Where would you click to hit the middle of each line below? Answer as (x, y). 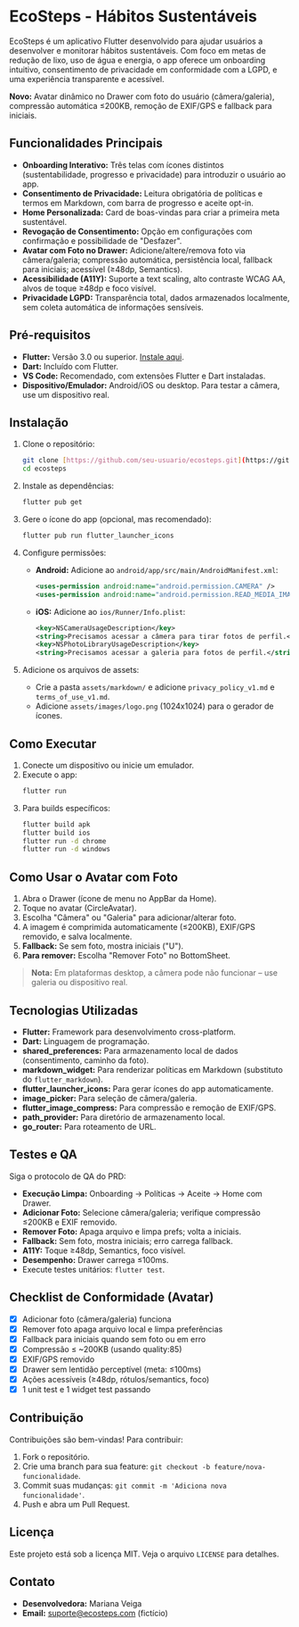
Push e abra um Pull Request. (76, 1504)
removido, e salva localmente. (77, 937)
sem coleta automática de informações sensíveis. (113, 307)
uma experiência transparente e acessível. (87, 79)
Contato (32, 1582)
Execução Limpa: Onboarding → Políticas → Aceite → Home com (142, 1193)
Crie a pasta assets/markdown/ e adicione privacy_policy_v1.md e (155, 687)
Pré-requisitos (50, 335)
